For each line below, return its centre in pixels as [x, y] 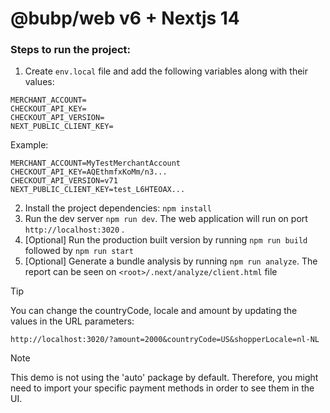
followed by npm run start [79, 251]
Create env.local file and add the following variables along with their [166, 71]
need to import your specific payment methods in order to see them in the [162, 388]
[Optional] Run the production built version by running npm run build [166, 240]
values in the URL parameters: [72, 321]
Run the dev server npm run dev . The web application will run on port [166, 219]
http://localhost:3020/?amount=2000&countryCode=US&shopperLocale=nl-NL [165, 340]
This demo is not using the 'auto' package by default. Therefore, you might [164, 378]
